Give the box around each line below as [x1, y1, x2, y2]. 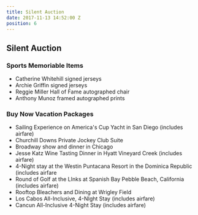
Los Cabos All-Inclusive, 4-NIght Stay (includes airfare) [15, 195, 155, 202]
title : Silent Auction [6, 9, 64, 15]
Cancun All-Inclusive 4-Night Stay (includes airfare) [15, 202, 146, 209]
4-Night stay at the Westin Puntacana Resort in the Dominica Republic [15, 162, 192, 170]
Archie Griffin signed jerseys [15, 82, 88, 89]
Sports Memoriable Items [6, 61, 84, 70]
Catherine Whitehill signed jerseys [15, 75, 102, 82]
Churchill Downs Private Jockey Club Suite [15, 137, 124, 144]
